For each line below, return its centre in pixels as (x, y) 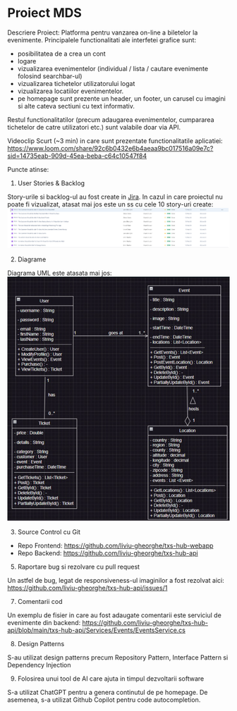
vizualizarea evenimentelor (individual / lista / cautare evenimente (113, 68)
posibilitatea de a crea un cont (61, 54)
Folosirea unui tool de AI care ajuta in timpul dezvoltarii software (111, 679)
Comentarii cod (40, 602)
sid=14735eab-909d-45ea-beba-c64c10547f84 (77, 156)
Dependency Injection (39, 665)
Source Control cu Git (49, 532)
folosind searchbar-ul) (50, 76)
